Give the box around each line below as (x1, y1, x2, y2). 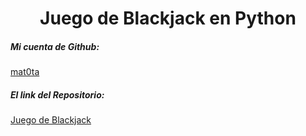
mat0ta (10, 66, 40, 78)
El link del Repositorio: (10, 88, 105, 101)
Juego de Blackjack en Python (39, 7, 297, 30)
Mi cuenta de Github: (10, 40, 100, 52)
